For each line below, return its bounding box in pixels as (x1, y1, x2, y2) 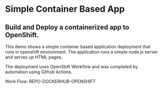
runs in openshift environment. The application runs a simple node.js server (5, 49, 158, 55)
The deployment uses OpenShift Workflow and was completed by (5, 64, 138, 69)
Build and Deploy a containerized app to (5, 23, 130, 31)
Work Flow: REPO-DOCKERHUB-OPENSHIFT (5, 79, 96, 84)
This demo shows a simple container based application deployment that (5, 44, 151, 50)
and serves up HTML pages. (5, 54, 63, 60)
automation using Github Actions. (5, 69, 73, 75)
